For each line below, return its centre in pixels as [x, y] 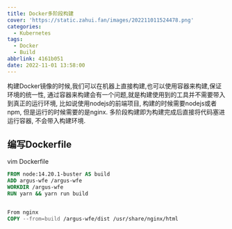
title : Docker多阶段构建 [41, 14]
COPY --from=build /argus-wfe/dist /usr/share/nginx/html [93, 219]
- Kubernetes [32, 33]
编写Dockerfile [40, 145]
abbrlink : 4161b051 [35, 59]
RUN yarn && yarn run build [48, 194]
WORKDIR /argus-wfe [35, 187]
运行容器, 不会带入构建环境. [47, 120]
